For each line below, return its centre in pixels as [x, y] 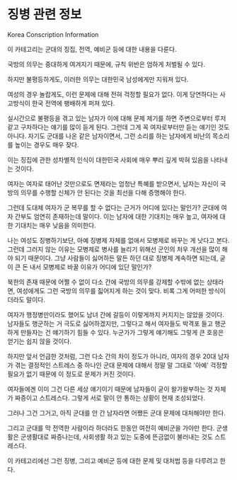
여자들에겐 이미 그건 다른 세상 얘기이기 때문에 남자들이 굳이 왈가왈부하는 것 [110, 389]
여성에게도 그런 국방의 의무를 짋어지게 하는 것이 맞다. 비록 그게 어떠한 [112, 290]
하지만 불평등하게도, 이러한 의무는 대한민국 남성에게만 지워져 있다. [98, 79]
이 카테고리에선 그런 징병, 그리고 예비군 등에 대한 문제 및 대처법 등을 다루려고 [113, 460]
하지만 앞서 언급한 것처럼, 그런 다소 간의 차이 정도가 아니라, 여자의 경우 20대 [112, 356]
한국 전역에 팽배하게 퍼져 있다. [73, 103]
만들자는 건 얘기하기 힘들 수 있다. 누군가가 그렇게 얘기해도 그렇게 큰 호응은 [122, 332]
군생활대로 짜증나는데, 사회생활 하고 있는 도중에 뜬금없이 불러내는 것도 [117, 437]
